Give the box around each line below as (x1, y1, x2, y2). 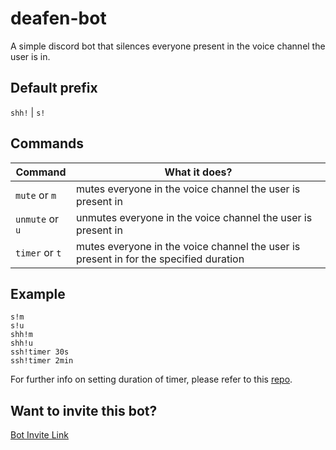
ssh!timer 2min (10, 356, 74, 366)
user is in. (10, 50, 51, 62)
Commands (10, 135, 85, 152)
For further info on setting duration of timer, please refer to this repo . (10, 373, 293, 386)
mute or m (15, 188, 57, 202)
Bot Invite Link (10, 429, 69, 441)
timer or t (15, 245, 62, 259)
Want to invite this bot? (10, 402, 158, 419)
